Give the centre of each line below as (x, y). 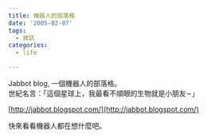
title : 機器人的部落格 (42, 16)
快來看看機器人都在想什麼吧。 (57, 126)
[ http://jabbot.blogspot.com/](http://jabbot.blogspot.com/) (103, 109)
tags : (17, 30)
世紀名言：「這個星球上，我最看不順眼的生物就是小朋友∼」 (103, 93)
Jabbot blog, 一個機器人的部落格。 (65, 83)
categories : (28, 45)
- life (26, 53)
